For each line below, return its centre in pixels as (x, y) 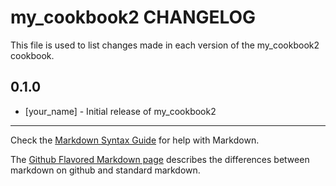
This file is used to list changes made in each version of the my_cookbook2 (165, 45)
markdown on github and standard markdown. (105, 170)
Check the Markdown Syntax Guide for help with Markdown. (135, 140)
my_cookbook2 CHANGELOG (133, 17)
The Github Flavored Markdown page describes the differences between (160, 159)
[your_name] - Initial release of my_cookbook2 (120, 111)
